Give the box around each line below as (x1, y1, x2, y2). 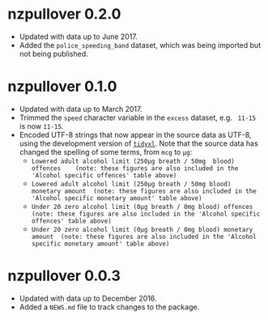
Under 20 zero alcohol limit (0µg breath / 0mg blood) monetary (31, 225, 253, 233)
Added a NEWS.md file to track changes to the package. (19, 301, 200, 312)
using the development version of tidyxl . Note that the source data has (19, 139, 258, 148)
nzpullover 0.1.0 (7, 78, 117, 96)
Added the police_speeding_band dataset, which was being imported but (19, 40, 261, 49)
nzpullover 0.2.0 (7, 5, 121, 23)
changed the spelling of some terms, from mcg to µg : (19, 147, 193, 156)
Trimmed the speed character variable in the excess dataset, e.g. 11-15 (19, 113, 257, 122)
